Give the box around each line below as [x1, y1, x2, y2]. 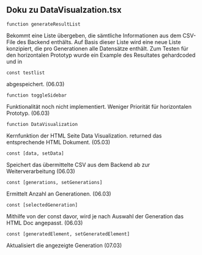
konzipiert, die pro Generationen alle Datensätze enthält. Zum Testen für [6, 45, 189, 52]
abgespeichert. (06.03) [6, 80, 65, 87]
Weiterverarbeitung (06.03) [6, 168, 75, 175]
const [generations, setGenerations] [6, 179, 103, 185]
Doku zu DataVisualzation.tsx [6, 5, 122, 15]
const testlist [6, 70, 45, 76]
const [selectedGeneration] [6, 202, 78, 208]
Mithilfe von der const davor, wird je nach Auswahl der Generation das [6, 212, 184, 220]
